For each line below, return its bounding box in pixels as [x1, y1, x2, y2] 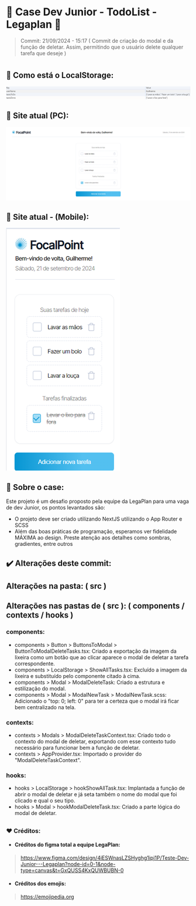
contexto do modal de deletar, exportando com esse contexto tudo [14, 738, 176, 745]
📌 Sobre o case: [6, 482, 64, 492]
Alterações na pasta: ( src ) [6, 581, 107, 591]
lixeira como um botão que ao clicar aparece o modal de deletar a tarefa [14, 653, 189, 660]
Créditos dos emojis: [14, 880, 66, 887]
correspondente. [14, 660, 56, 667]
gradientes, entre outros [14, 541, 73, 548]
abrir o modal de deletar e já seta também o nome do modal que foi [14, 791, 177, 798]
